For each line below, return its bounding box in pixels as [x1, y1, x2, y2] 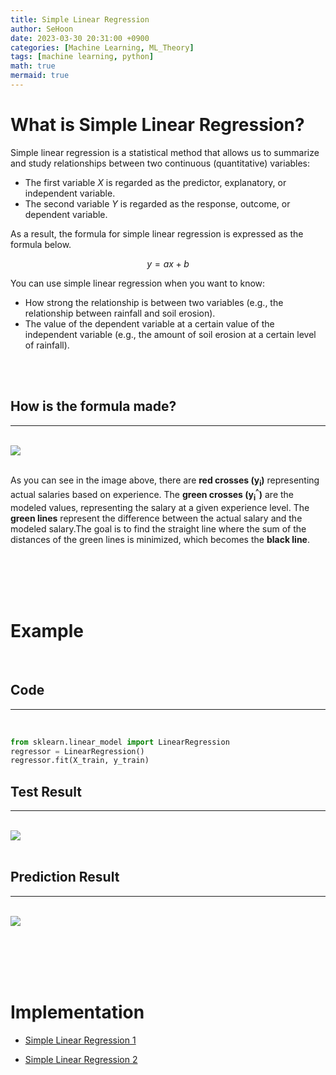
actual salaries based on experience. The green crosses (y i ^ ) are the [10, 487, 295, 503]
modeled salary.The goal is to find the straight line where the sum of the [10, 522, 307, 535]
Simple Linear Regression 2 [24, 1053, 138, 1065]
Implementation [10, 1001, 145, 1024]
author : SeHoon [10, 24, 74, 34]
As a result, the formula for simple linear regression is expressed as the [10, 227, 304, 240]
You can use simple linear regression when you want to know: [10, 277, 266, 289]
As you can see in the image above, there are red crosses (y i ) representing [10, 474, 320, 488]
